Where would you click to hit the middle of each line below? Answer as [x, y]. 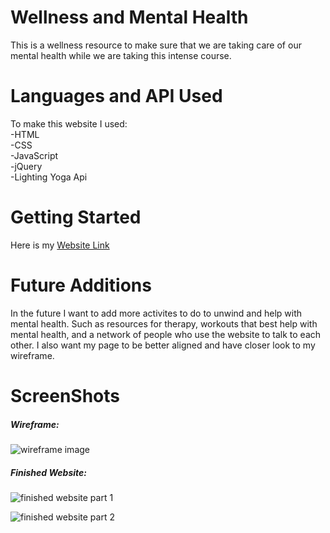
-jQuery [26, 166]
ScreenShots [65, 395]
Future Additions [81, 285]
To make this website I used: [69, 123]
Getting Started [76, 217]
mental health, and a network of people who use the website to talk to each [166, 334]
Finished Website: [48, 472]
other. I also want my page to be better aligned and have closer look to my [163, 345]
